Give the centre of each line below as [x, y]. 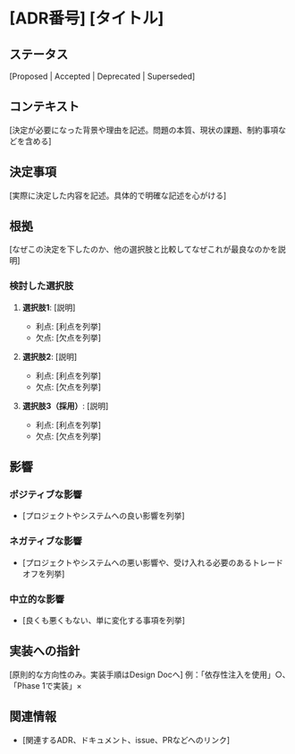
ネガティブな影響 [46, 541]
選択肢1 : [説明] [49, 307]
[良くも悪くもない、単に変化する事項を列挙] [104, 621]
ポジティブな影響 [46, 495]
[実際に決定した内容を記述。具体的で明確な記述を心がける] [118, 195]
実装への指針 [45, 651]
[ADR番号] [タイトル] [87, 18]
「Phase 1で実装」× [46, 685]
